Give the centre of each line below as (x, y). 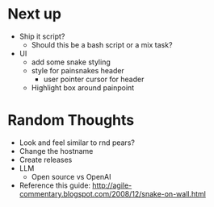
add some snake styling (71, 62)
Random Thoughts (71, 120)
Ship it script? (42, 36)
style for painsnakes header (78, 70)
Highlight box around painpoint (83, 87)
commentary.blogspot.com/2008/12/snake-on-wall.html (113, 193)
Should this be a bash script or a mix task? (102, 44)
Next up (35, 14)
